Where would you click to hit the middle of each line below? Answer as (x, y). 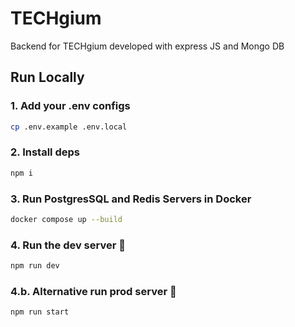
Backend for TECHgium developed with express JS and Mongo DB (147, 46)
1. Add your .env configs (70, 106)
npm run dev (35, 266)
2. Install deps (45, 152)
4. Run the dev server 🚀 (68, 245)
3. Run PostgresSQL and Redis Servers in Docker (131, 199)
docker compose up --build (66, 219)
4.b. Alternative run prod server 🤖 (93, 291)
